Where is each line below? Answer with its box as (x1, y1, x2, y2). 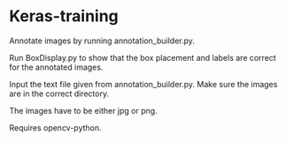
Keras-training (9, 6, 120, 26)
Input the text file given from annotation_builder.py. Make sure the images (9, 78, 278, 89)
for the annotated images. (9, 62, 104, 72)
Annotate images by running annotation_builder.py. (9, 35, 195, 46)
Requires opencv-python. (9, 122, 102, 133)
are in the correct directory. (9, 88, 109, 99)
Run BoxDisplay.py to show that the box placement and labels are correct (9, 52, 276, 63)
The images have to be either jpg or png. (9, 105, 158, 116)
